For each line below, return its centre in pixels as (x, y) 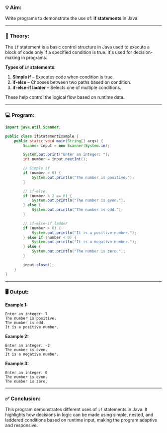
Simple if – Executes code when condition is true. (63, 77)
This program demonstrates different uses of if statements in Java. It (76, 410)
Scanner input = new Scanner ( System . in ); (67, 146)
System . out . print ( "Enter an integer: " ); (67, 155)
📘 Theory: (17, 36)
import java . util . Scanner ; (33, 127)
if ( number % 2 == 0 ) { (47, 196)
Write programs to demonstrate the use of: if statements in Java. (72, 18)
